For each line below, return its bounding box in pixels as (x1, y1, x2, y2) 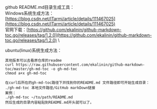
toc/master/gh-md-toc (5, 67, 49, 72)
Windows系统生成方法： (5, 10, 54, 16)
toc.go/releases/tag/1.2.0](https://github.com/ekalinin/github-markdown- (5, 32, 152, 38)
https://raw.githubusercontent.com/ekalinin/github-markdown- (16, 62, 145, 67)
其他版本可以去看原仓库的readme (5, 58, 62, 63)
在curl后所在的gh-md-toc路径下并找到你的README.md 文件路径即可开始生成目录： (5, 80, 150, 85)
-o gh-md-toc (51, 67, 78, 72)
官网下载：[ (5, 27, 28, 33)
